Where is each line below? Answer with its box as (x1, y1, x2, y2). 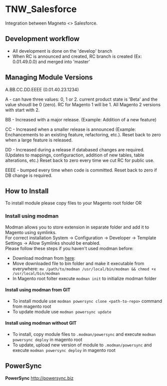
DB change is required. (5, 172, 52, 178)
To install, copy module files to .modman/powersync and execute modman (12, 331, 156, 337)
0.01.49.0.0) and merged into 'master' (12, 59, 90, 65)
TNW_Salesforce (5, 4, 77, 15)
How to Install (5, 186, 49, 195)
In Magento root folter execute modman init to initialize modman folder (12, 275, 157, 281)
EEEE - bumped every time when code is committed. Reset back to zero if (5, 167, 157, 173)
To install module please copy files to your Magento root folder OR (5, 200, 142, 206)
